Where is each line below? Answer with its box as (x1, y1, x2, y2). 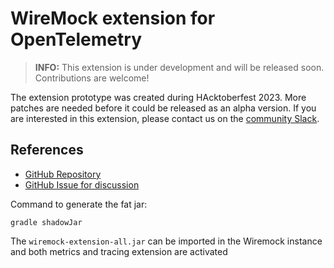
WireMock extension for (10, 7, 216, 30)
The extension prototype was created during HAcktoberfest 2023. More (10, 91, 307, 103)
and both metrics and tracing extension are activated (10, 245, 228, 257)
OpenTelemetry (10, 28, 142, 51)
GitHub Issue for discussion (24, 178, 140, 191)
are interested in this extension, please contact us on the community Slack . (10, 112, 320, 124)
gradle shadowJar (10, 217, 83, 227)
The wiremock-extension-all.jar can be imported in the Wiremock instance (10, 235, 323, 247)
